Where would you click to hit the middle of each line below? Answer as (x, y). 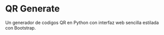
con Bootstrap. (21, 27)
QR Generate (33, 9)
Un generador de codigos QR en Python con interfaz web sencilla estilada (82, 22)
